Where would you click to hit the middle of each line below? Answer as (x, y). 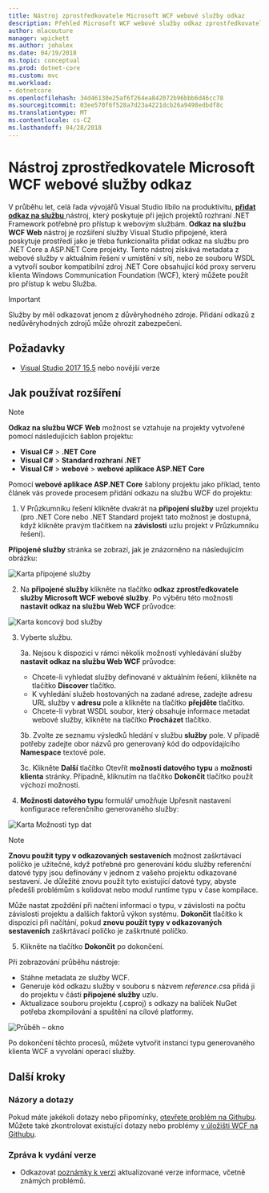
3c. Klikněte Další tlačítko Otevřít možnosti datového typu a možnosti (136, 768)
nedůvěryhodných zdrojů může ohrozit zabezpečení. (95, 323)
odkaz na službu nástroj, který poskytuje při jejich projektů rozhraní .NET (129, 215)
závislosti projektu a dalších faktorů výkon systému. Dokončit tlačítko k (126, 914)
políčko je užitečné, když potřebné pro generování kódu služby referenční (130, 865)
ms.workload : (30, 83)
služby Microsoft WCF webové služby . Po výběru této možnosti (126, 598)
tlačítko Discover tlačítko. (74, 686)
